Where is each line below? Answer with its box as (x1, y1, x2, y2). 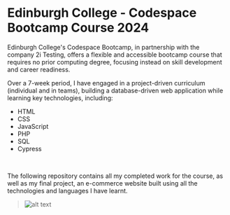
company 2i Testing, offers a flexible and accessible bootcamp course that (7, 50, 222, 59)
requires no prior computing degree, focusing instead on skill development (7, 57, 222, 66)
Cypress (17, 144, 42, 153)
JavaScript (17, 122, 49, 130)
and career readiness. (7, 65, 71, 74)
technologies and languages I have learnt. (7, 186, 128, 195)
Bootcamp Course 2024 (7, 20, 150, 36)
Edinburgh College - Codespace (7, 5, 197, 21)
